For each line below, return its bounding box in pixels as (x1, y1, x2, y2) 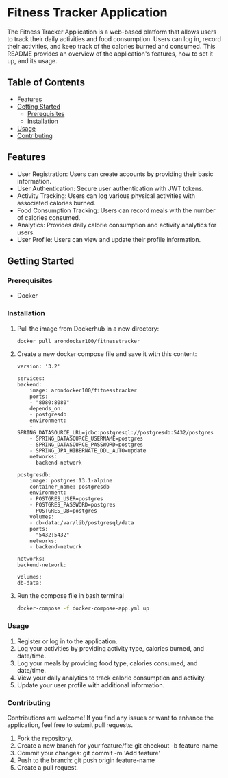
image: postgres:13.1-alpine (29, 478, 113, 485)
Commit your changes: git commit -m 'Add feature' (16, 748, 161, 757)
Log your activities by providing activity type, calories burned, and (16, 644, 204, 652)
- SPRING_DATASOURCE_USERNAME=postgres (29, 435, 144, 443)
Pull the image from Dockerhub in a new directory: (16, 324, 160, 333)
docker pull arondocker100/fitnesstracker (16, 337, 140, 344)
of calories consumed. (16, 213, 81, 221)
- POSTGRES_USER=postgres (29, 496, 104, 502)
